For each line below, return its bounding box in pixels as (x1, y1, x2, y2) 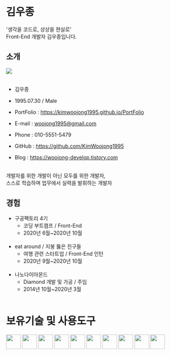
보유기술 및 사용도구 (6, 314, 96, 328)
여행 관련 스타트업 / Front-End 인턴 (23, 250, 104, 257)
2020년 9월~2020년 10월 (23, 257, 83, 264)
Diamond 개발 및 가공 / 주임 (23, 278, 88, 285)
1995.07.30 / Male (14, 97, 57, 104)
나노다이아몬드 (14, 271, 48, 278)
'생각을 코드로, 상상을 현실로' (6, 26, 72, 33)
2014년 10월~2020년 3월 (23, 286, 82, 293)
